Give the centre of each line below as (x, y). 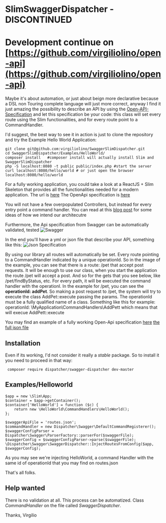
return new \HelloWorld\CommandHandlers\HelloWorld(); (72, 409)
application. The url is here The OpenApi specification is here (68, 195)
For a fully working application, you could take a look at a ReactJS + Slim (79, 184)
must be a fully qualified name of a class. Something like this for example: (80, 302)
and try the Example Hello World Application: (51, 140)
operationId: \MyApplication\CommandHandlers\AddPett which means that (81, 307)
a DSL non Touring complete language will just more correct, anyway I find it (83, 104)
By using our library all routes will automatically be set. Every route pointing (82, 255)
